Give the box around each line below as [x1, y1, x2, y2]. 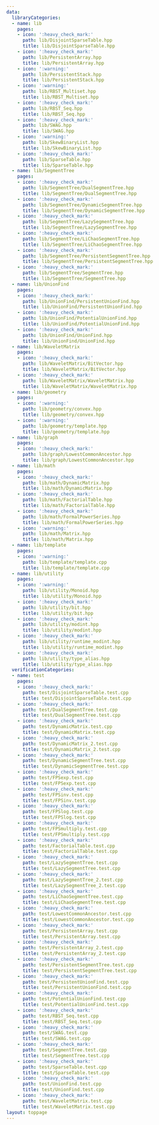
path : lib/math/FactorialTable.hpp [22, 497, 113, 503]
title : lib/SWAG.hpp [22, 128, 75, 134]
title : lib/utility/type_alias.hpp [22, 661, 113, 667]
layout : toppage [6, 1109, 47, 1115]
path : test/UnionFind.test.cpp [22, 1081, 102, 1087]
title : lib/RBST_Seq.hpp [22, 111, 86, 117]
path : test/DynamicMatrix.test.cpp [22, 724, 113, 730]
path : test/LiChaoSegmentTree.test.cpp [22, 894, 123, 900]
